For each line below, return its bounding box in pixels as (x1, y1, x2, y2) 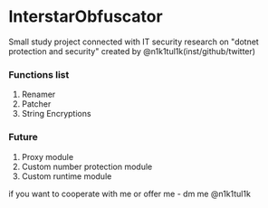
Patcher (21, 99, 52, 109)
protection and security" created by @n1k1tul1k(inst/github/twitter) (8, 45, 255, 56)
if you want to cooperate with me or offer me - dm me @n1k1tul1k (8, 188, 251, 199)
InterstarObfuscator (8, 6, 164, 27)
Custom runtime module (21, 170, 112, 182)
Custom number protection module (21, 161, 153, 172)
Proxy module (21, 151, 74, 162)
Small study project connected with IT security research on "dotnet (8, 36, 259, 47)
